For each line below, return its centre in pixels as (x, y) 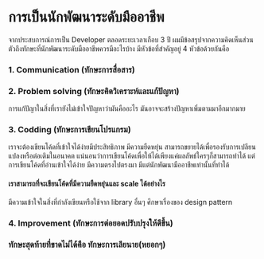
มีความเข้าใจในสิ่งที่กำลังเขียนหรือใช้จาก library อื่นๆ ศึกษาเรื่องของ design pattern (120, 202)
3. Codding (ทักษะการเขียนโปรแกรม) (70, 130)
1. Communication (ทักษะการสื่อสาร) (72, 69)
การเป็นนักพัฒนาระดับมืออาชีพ (86, 17)
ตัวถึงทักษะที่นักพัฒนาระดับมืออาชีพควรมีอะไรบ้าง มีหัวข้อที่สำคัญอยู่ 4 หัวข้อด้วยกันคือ (119, 49)
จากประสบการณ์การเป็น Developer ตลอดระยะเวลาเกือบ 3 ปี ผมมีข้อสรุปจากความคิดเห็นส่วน (131, 39)
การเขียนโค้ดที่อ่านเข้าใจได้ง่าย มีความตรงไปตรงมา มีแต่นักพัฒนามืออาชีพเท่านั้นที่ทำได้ (119, 165)
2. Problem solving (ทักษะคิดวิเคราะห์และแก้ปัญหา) (94, 91)
